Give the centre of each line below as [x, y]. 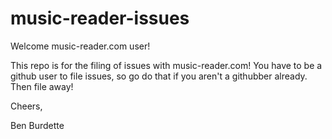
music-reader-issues [100, 18]
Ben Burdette [37, 125]
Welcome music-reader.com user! [80, 46]
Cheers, [26, 106]
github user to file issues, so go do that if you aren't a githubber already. [159, 76]
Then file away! [42, 86]
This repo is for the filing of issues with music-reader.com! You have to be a [166, 65]
